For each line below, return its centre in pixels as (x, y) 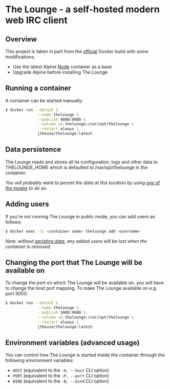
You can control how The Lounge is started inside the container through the (85, 355)
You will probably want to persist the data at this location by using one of (83, 182)
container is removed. (28, 246)
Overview (21, 39)
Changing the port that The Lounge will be (74, 262)
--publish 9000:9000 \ (62, 119)
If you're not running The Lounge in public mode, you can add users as (80, 216)
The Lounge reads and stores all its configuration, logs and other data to (81, 162)
